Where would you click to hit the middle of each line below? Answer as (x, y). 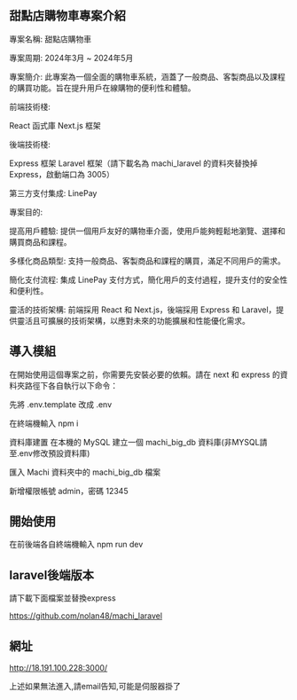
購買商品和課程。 (40, 241)
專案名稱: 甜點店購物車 (50, 39)
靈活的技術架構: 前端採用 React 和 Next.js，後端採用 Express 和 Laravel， (143, 310)
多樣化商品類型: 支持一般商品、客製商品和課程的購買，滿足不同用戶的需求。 (147, 261)
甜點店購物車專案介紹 (67, 16)
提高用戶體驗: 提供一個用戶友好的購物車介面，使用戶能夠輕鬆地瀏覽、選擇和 (147, 231)
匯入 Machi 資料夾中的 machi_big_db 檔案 (85, 472)
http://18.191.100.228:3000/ (59, 668)
